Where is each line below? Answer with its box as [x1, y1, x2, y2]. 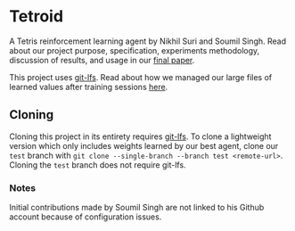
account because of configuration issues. [9, 211, 162, 222]
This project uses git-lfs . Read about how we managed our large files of [9, 71, 273, 82]
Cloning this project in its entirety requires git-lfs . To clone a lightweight [9, 131, 272, 142]
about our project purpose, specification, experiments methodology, [9, 45, 260, 55]
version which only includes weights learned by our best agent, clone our [9, 140, 279, 151]
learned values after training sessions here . [9, 81, 168, 92]
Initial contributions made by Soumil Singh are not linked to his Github [9, 202, 265, 213]
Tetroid [9, 6, 64, 27]
